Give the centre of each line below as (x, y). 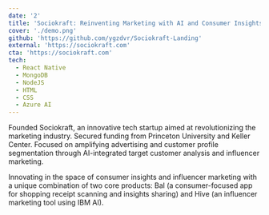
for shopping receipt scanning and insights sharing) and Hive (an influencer (133, 194)
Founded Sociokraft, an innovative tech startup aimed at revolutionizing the (132, 128)
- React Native (41, 68)
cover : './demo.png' (43, 30)
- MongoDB (32, 75)
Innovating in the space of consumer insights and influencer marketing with (133, 177)
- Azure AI (34, 105)
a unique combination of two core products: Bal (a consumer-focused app (130, 185)
